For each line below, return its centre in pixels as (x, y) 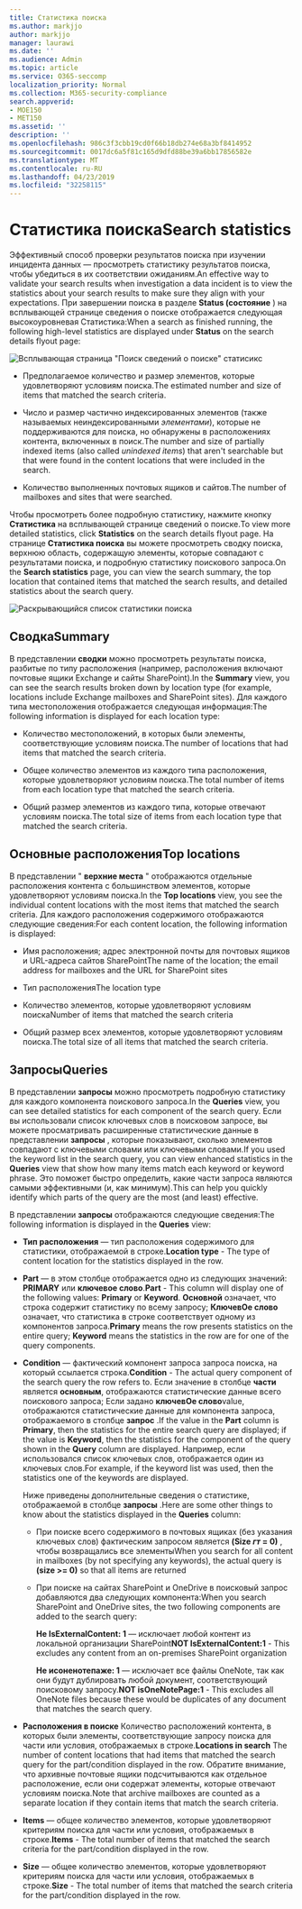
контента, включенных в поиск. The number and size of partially (143, 442)
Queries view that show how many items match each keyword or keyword (147, 1168)
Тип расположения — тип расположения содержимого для (138, 1241)
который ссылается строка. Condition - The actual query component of (157, 1372)
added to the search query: (87, 1616)
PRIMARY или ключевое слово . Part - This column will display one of (153, 1288)
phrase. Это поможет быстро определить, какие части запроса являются (151, 1178)
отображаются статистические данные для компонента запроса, (149, 1411)
